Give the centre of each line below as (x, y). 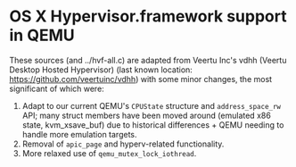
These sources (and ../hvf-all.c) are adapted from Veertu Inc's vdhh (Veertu (148, 60)
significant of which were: (57, 88)
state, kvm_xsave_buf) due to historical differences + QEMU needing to (153, 125)
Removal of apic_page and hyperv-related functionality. (123, 144)
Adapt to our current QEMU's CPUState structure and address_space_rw (152, 105)
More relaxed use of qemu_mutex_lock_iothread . (109, 153)
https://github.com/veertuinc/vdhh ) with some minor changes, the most (141, 79)
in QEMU (42, 35)
